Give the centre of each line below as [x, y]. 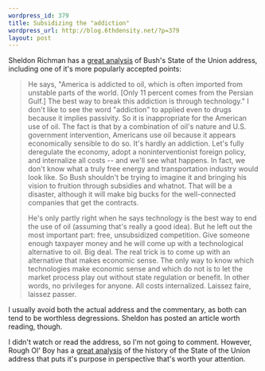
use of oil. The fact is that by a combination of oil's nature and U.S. [137, 127]
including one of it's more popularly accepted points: [95, 69]
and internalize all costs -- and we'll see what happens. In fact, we [136, 161]
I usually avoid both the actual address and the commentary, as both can [127, 310]
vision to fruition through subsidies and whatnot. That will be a [130, 186]
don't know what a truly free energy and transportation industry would [143, 169]
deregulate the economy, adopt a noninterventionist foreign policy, [137, 152]
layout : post [30, 38]
